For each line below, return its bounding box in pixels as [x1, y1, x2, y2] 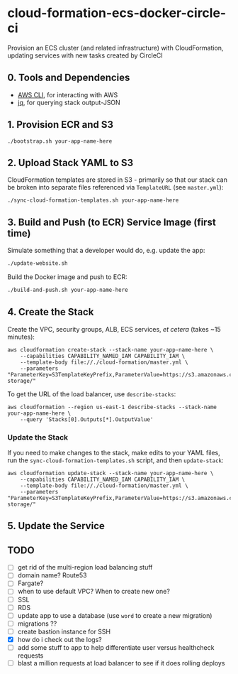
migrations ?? [17, 619, 57, 628]
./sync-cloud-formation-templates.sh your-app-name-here [7, 197, 179, 204]
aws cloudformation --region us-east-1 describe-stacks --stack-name [7, 403, 217, 411]
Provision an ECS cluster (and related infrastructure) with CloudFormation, [7, 43, 224, 52]
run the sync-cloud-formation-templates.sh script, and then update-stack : [7, 456, 225, 464]
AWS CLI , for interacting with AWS [17, 90, 118, 99]
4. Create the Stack [7, 306, 94, 318]
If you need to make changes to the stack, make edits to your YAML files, [7, 449, 221, 457]
